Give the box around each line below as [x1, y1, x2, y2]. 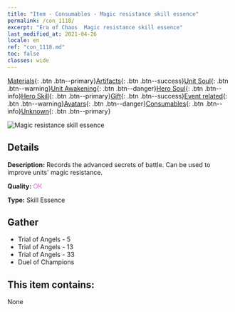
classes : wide [7, 57, 50, 64]
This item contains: [7, 278, 95, 291]
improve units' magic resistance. [7, 168, 103, 176]
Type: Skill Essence [7, 196, 66, 204]
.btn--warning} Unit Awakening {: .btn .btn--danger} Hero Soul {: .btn [7, 84, 204, 93]
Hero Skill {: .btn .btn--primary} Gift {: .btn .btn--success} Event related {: [21, 91, 228, 100]
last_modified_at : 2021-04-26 [7, 30, 98, 38]
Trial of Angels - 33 [17, 251, 75, 259]
